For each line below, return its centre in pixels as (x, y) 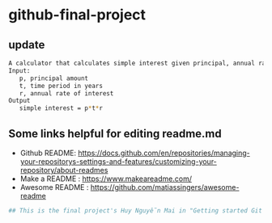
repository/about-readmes (64, 170)
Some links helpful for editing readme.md (115, 134)
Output (19, 101)
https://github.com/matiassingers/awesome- (165, 187)
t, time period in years (61, 86)
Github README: (48, 153)
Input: (19, 70)
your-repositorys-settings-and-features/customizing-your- (118, 161)
